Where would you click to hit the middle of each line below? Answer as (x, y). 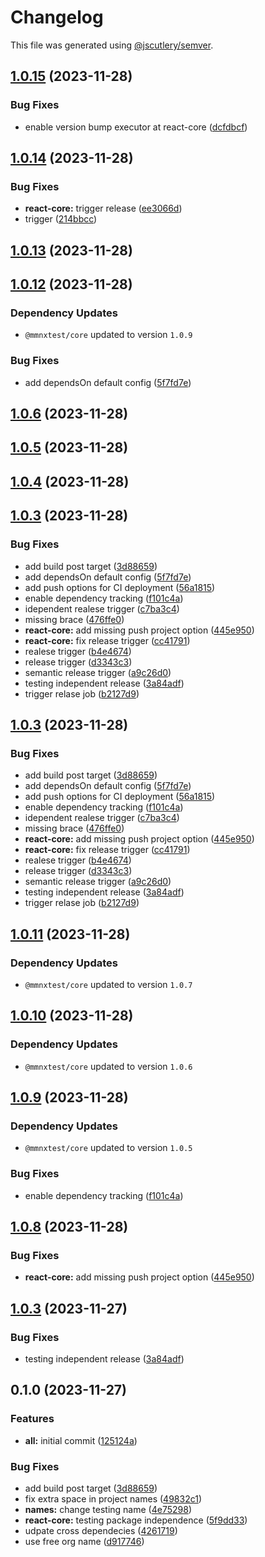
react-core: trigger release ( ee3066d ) (103, 208)
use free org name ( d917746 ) (84, 1541)
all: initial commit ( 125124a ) (81, 1440)
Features (32, 1419)
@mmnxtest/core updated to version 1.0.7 (108, 984)
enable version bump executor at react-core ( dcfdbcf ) (136, 127)
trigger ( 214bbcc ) (61, 219)
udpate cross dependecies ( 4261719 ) (101, 1530)
